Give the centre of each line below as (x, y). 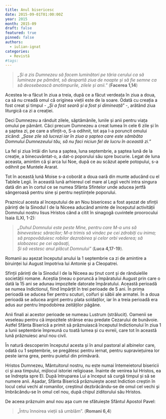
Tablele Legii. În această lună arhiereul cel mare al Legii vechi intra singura (81, 182)
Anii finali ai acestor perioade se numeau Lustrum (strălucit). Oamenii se (79, 315)
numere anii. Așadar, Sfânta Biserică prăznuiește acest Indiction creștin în (80, 381)
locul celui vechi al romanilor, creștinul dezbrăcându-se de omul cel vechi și (82, 387)
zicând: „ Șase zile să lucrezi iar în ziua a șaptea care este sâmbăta (74, 136)
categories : (17, 51)
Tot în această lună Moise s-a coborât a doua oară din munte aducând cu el (82, 176)
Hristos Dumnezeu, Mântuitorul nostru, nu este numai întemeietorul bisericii (82, 365)
